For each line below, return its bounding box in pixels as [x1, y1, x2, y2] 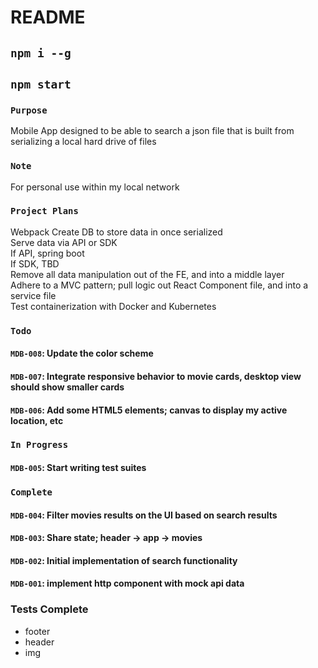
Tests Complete [10, 602, 89, 616]
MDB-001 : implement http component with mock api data [10, 577, 245, 590]
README [10, 6, 86, 29]
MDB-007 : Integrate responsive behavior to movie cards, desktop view [10, 370, 302, 382]
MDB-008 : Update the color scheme [10, 347, 154, 360]
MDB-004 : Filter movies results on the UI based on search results [10, 509, 278, 521]
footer [24, 625, 51, 637]
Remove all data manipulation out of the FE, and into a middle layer [10, 268, 285, 280]
